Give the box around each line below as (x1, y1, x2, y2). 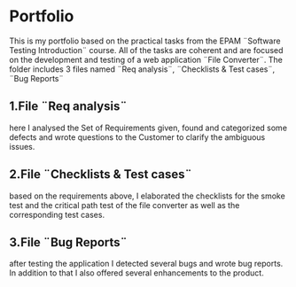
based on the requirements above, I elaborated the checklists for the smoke (9, 190, 285, 201)
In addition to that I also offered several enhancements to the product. (9, 268, 264, 278)
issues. (9, 141, 35, 151)
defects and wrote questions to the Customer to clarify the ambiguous (9, 131, 266, 143)
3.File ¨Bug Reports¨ (9, 235, 129, 250)
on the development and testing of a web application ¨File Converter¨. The (9, 54, 284, 65)
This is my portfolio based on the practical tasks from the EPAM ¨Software (9, 35, 281, 46)
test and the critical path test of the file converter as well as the (9, 199, 240, 210)
